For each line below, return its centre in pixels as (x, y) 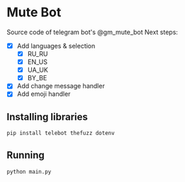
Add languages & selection (56, 45)
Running (26, 155)
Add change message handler (61, 86)
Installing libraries (47, 117)
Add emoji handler (44, 94)
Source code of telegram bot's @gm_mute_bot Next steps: (92, 32)
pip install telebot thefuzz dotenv (61, 133)
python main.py (29, 171)
